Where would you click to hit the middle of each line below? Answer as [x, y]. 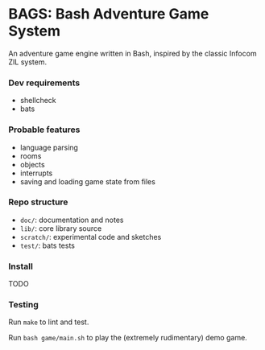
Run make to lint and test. [49, 322]
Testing [23, 305]
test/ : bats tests [47, 245]
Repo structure [38, 202]
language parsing [49, 147]
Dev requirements [44, 83]
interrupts [36, 173]
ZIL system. [27, 62]
